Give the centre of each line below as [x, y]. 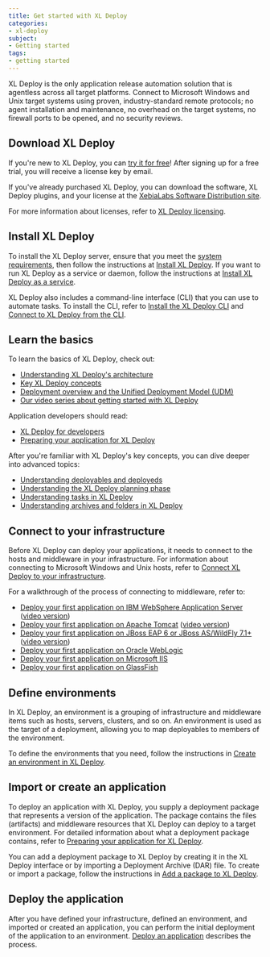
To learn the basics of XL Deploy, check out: [82, 359]
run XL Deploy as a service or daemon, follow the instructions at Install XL [131, 273]
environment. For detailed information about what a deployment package [129, 832]
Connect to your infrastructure [87, 531]
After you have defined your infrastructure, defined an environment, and [128, 918]
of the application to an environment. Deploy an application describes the [130, 935]
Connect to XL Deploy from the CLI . [67, 314]
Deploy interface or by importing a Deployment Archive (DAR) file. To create [134, 865]
